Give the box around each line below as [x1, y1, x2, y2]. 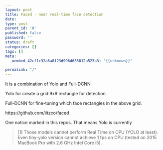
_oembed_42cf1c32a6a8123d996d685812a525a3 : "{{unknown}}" [9, 58, 133, 63]
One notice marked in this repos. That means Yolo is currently [5, 120, 132, 126]
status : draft [5, 40, 35, 45]
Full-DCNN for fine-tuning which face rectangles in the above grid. [5, 100, 142, 106]
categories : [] [5, 44, 37, 49]
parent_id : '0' [5, 26, 37, 31]
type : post [5, 21, 28, 26]
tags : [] [5, 49, 23, 54]
